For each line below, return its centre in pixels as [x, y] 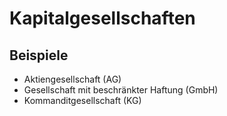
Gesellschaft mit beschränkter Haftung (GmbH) [121, 90]
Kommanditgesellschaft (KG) [82, 100]
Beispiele [39, 55]
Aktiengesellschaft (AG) [72, 79]
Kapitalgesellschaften [102, 18]
